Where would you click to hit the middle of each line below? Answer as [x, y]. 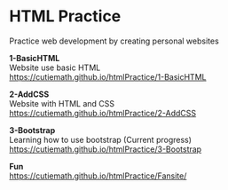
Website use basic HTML [55, 67]
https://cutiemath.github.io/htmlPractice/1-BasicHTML [108, 76]
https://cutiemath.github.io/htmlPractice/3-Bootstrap [106, 149]
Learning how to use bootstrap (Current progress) [101, 139]
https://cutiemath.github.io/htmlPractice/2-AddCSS [103, 113]
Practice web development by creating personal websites [114, 41]
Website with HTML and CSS [62, 103]
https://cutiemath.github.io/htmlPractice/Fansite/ [98, 176]
